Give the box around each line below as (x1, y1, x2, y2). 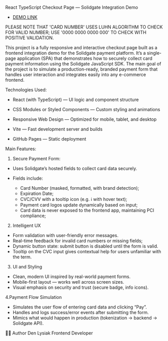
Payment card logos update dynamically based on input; (20, 202, 138, 208)
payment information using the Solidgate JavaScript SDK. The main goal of (5, 61, 161, 66)
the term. (12, 254, 32, 260)
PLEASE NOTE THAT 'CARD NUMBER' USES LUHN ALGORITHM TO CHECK (5, 24, 163, 30)
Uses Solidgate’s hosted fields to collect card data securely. (12, 165, 138, 172)
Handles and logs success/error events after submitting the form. (12, 310, 149, 315)
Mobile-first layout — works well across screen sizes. (12, 279, 124, 285)
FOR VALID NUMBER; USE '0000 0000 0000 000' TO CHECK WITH (5, 29, 147, 35)
